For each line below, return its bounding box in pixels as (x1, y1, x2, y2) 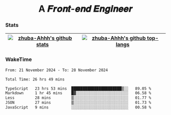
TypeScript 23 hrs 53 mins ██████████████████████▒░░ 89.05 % (5, 86, 152, 91)
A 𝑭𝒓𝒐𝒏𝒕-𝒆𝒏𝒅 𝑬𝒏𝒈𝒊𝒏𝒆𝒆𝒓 (38, 3, 133, 15)
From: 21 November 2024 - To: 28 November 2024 (5, 67, 108, 73)
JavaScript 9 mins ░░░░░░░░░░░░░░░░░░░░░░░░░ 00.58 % (5, 105, 152, 110)
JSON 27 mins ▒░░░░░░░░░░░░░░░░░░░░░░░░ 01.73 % (5, 100, 152, 105)
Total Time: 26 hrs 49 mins (5, 77, 65, 82)
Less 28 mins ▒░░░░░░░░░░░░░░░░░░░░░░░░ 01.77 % (5, 95, 152, 101)
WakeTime (5, 56, 32, 63)
